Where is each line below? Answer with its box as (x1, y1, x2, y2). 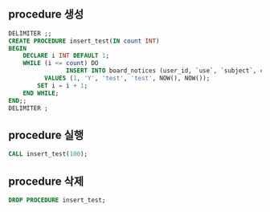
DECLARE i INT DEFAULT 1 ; (22, 51, 110, 60)
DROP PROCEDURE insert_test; (8, 196, 106, 204)
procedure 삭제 (8, 174, 84, 188)
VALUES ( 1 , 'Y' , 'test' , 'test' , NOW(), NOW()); (43, 75, 211, 83)
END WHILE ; (22, 89, 59, 97)
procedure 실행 (8, 128, 84, 142)
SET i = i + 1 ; (37, 81, 88, 90)
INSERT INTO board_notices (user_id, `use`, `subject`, (65, 67, 257, 75)
